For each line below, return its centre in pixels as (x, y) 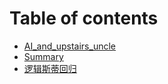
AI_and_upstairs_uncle (69, 46)
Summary (43, 56)
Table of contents (84, 18)
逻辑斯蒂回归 (50, 68)
